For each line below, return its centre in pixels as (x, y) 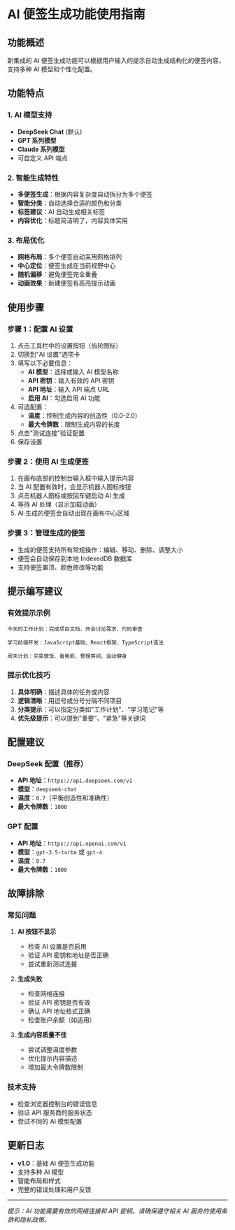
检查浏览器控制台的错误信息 (57, 1103)
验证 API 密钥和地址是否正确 (68, 955)
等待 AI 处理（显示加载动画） (59, 504)
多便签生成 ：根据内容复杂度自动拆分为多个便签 (85, 194)
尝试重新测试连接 (52, 964)
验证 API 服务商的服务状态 (55, 1112)
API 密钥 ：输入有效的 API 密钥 (71, 380)
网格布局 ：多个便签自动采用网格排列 (70, 257)
